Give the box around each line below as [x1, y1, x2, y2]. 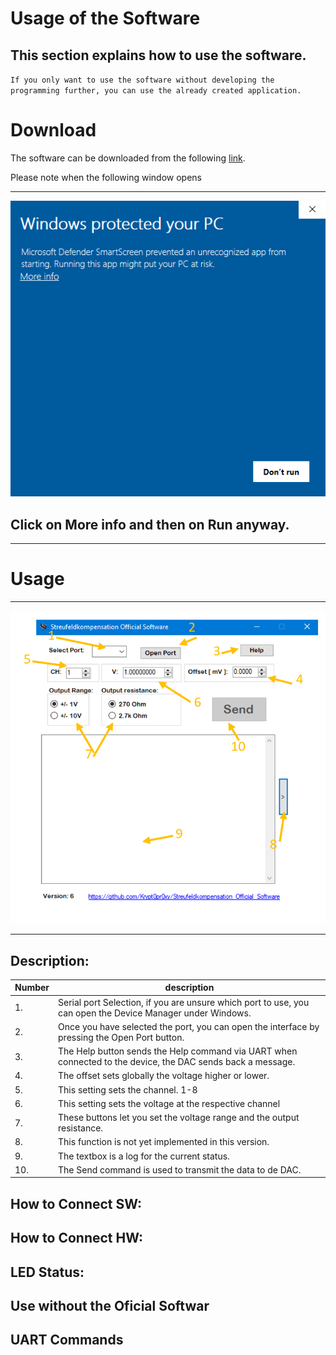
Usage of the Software [10, 7, 201, 30]
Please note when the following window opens [10, 171, 203, 183]
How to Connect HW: [10, 1230, 143, 1247]
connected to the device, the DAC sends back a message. [58, 1056, 296, 1068]
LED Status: [10, 1263, 85, 1281]
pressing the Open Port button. [58, 1031, 185, 1043]
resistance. [58, 1122, 104, 1134]
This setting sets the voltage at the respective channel [58, 1097, 281, 1109]
